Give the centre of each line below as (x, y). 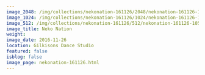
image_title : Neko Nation (39, 29)
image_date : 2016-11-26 (37, 40)
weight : (16, 34)
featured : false (27, 51)
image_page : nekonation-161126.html (53, 62)
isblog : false (24, 57)
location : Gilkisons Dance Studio (50, 46)
